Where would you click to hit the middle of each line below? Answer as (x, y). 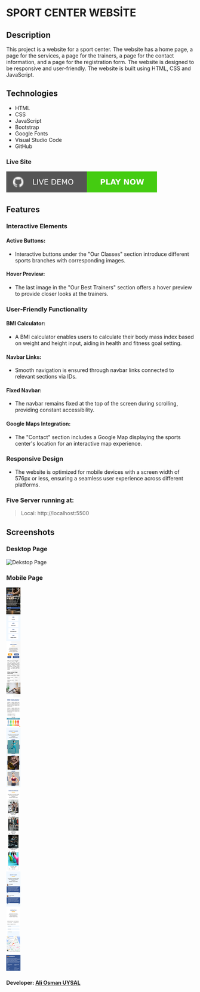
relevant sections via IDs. (46, 377)
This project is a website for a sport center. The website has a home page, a (99, 49)
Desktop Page (27, 549)
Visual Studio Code (39, 140)
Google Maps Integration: (39, 424)
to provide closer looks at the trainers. (61, 294)
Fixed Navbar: (24, 390)
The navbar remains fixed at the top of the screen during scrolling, (96, 404)
